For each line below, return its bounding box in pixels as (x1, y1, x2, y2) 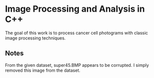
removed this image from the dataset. (5, 67, 80, 73)
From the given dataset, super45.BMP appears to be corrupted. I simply (5, 62, 149, 68)
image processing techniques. (5, 35, 66, 41)
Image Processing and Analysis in (5, 3, 145, 15)
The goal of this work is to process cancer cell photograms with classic (5, 30, 148, 36)
